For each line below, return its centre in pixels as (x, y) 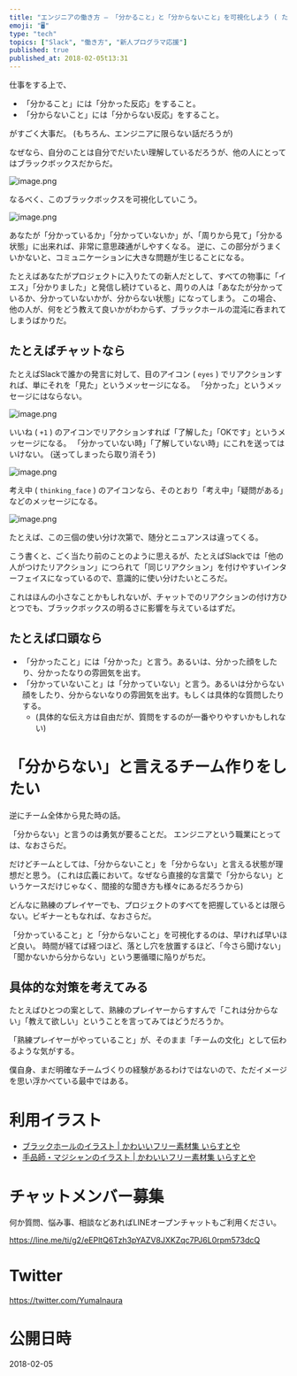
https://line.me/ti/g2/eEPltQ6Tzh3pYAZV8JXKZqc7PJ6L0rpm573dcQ (135, 1241)
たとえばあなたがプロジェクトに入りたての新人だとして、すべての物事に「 (144, 276)
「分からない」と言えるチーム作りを (141, 767)
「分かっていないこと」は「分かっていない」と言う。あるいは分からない (153, 683)
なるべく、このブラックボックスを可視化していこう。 (106, 199)
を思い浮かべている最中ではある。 (71, 1081)
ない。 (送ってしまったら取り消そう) (90, 454)
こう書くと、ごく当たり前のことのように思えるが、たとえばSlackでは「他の (147, 556)
